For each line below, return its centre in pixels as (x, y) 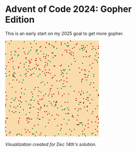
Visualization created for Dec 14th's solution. (51, 144)
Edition (20, 20)
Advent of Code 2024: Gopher (68, 9)
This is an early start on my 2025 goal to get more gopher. (64, 33)
